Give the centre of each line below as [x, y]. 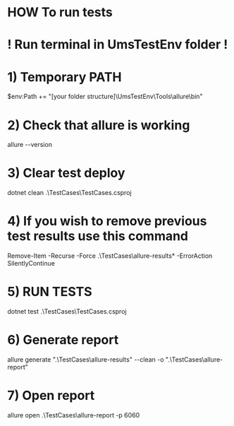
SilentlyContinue [31, 264]
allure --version [30, 145]
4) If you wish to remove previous [107, 221]
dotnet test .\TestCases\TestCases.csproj [67, 312]
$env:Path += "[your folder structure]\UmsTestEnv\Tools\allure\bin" [105, 97]
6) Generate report [63, 340]
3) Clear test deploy [66, 173]
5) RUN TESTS [50, 292]
